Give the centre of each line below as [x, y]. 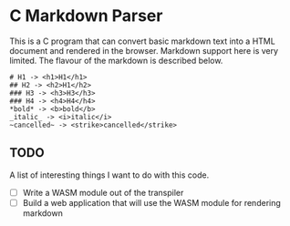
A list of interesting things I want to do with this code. [109, 175]
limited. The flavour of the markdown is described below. [116, 60]
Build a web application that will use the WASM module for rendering [151, 202]
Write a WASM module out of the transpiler [103, 192]
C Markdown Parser [86, 16]
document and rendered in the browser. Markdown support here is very [144, 50]
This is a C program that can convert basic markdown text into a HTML [142, 41]
